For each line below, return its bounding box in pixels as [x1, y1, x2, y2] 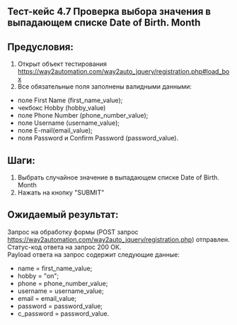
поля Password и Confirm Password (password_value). [17, 134, 179, 143]
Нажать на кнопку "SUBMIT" [17, 188, 105, 197]
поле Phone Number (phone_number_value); [17, 111, 149, 120]
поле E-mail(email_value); [17, 126, 93, 135]
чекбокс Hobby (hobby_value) [17, 104, 106, 112]
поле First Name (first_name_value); [17, 96, 123, 105]
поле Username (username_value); [17, 119, 120, 127]
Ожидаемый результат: [7, 209, 119, 221]
